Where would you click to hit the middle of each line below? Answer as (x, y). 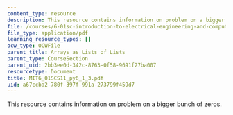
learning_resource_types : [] (49, 39)
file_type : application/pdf (48, 33)
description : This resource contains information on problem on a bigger (116, 20)
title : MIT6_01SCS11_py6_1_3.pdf (55, 78)
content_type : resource (42, 14)
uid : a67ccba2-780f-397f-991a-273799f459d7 (71, 85)
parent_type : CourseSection (48, 59)
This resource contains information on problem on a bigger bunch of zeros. (114, 104)
